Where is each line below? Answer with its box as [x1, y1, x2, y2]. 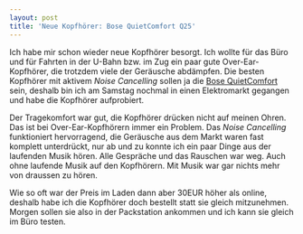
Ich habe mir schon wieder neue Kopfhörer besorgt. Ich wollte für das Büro [9, 46, 289, 57]
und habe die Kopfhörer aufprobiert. [9, 94, 145, 105]
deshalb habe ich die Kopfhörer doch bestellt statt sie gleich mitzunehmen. [9, 196, 289, 208]
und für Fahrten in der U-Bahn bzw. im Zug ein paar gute [9, 56, 221, 67]
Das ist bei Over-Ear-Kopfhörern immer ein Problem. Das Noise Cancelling [9, 121, 287, 132]
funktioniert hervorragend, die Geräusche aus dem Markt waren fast [9, 131, 264, 142]
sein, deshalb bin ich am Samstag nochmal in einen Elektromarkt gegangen [9, 85, 289, 96]
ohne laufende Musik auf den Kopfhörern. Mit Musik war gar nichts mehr [9, 160, 280, 171]
